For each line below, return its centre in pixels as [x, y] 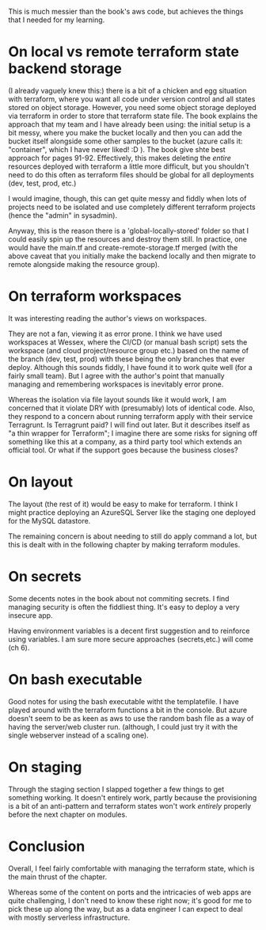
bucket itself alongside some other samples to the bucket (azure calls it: [125, 141]
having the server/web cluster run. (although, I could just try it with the [123, 726]
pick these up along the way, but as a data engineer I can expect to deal [125, 909]
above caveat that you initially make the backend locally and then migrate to [132, 256]
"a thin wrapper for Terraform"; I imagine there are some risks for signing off [133, 433]
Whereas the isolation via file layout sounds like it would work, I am [118, 399]
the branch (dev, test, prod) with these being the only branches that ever [127, 359]
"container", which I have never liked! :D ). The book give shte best [117, 149]
